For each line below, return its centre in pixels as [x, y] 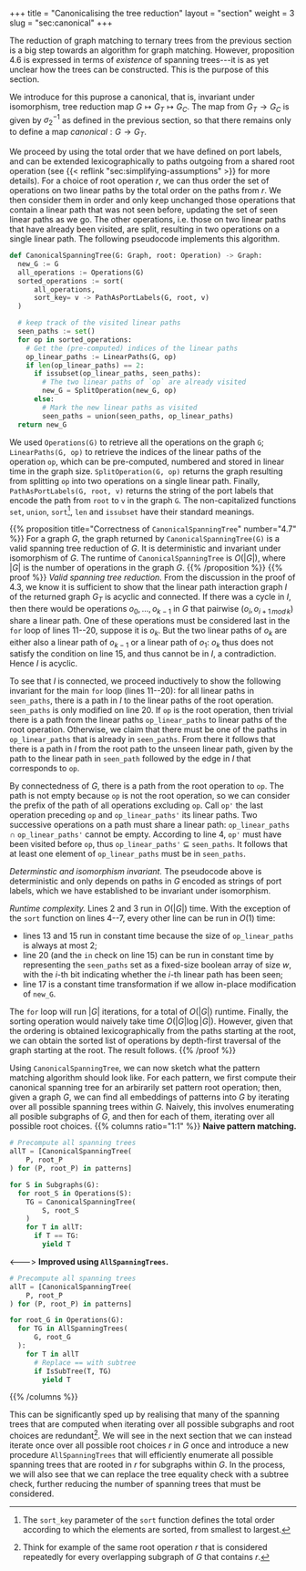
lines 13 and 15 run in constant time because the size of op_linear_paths [158, 936]
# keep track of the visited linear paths [99, 323]
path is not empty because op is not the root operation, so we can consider [150, 796]
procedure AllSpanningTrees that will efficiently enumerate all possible [142, 1455]
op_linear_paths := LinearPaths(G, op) [102, 357]
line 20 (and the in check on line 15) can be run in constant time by [148, 956]
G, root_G [52, 1338]
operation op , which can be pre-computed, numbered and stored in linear [147, 461]
